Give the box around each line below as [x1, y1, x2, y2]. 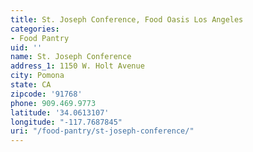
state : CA [10, 80, 52, 90]
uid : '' [10, 42, 43, 53]
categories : [10, 24, 60, 34]
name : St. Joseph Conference [10, 52, 132, 62]
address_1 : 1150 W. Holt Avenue [10, 61, 145, 71]
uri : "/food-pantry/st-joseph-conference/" [10, 126, 195, 136]
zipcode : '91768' [10, 89, 83, 99]
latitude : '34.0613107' [10, 107, 110, 118]
